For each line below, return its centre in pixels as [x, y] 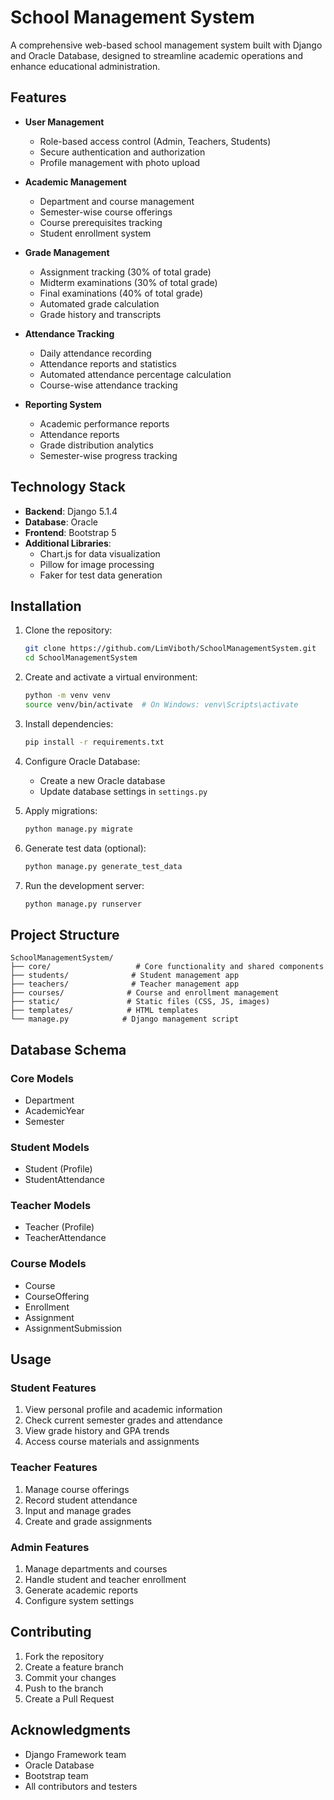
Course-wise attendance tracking [108, 385]
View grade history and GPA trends [97, 1431]
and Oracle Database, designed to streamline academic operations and [157, 55]
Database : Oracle [61, 522]
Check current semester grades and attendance [123, 1420]
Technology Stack [68, 487]
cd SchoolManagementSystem [81, 658]
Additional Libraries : [68, 543]
